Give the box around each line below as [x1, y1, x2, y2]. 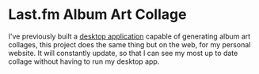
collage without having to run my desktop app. [8, 57, 160, 66]
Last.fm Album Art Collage [8, 6, 187, 24]
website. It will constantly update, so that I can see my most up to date [8, 48, 238, 57]
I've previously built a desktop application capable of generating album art [8, 31, 251, 41]
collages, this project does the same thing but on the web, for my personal [8, 39, 251, 49]
